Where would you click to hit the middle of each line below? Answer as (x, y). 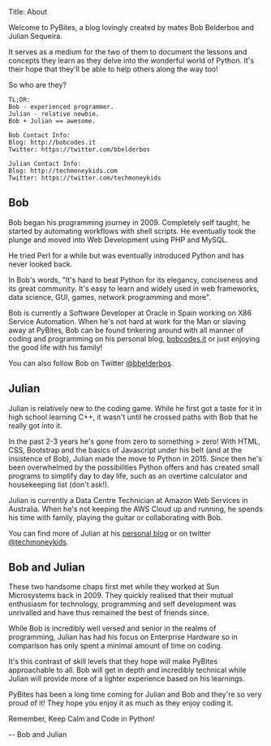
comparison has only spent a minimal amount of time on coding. (116, 646)
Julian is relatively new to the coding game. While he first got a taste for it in (135, 408)
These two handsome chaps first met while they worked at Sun (114, 587)
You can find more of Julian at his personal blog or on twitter (110, 533)
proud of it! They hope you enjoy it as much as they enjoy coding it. (121, 703)
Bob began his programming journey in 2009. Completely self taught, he (129, 222)
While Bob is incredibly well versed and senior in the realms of (112, 628)
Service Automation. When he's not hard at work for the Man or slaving (127, 321)
